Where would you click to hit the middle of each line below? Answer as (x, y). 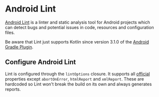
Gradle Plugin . (19, 47)
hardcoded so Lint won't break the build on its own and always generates (79, 84)
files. (10, 32)
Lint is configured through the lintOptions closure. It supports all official (78, 74)
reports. (13, 89)
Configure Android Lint (41, 62)
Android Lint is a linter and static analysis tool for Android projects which (78, 22)
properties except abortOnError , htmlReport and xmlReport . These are (75, 79)
